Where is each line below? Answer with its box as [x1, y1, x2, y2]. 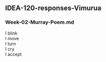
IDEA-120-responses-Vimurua [5, 4, 102, 12]
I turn [5, 41, 16, 47]
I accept [5, 51, 22, 57]
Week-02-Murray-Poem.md [5, 19, 75, 26]
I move [5, 35, 19, 41]
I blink [5, 30, 18, 36]
